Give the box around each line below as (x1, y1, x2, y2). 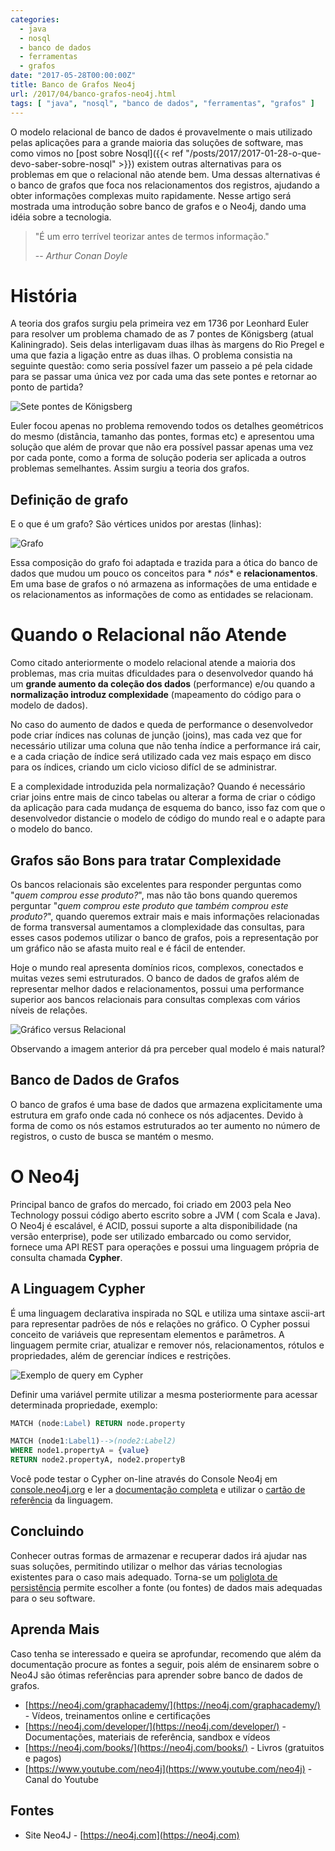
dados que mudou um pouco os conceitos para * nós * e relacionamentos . (10, 567, 318, 580)
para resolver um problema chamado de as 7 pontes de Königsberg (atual (10, 328, 314, 340)
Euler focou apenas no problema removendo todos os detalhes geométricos (10, 420, 324, 432)
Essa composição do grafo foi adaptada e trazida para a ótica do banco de (10, 557, 318, 569)
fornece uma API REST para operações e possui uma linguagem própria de (10, 1241, 320, 1253)
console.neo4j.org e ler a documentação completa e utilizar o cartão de (10, 1484, 306, 1496)
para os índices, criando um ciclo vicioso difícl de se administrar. (10, 761, 277, 773)
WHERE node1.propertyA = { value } (10, 1446, 150, 1456)
